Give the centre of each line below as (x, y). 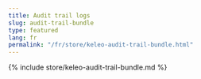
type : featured (33, 30)
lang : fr (23, 38)
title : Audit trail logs (49, 15)
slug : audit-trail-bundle (51, 23)
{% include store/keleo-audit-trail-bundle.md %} (88, 67)
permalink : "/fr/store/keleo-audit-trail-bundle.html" (101, 45)
